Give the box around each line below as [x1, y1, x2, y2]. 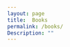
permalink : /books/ [7, 23, 64, 30]
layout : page [7, 10, 45, 17]
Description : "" [7, 29, 54, 37]
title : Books [7, 17, 49, 23]
